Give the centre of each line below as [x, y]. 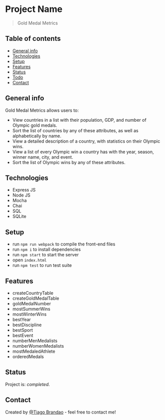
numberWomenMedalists [38, 346]
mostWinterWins [29, 314]
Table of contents [33, 39]
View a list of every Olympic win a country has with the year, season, [83, 152]
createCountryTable [33, 293]
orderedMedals [28, 357]
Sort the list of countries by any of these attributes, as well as [75, 130]
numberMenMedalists [35, 341]
